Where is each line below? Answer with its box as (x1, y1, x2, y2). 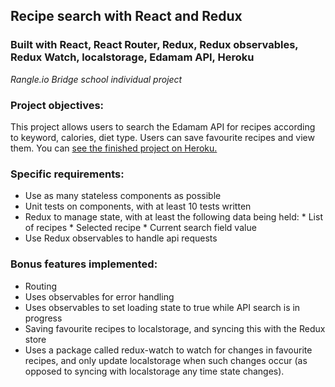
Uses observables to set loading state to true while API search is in (24, 301, 301, 313)
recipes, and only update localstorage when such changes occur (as (24, 354, 308, 366)
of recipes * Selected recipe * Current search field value (24, 222, 257, 234)
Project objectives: (10, 98, 105, 112)
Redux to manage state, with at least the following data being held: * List (24, 211, 323, 223)
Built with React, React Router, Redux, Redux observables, (10, 38, 299, 52)
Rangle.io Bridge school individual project (10, 73, 183, 85)
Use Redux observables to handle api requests (24, 232, 218, 244)
